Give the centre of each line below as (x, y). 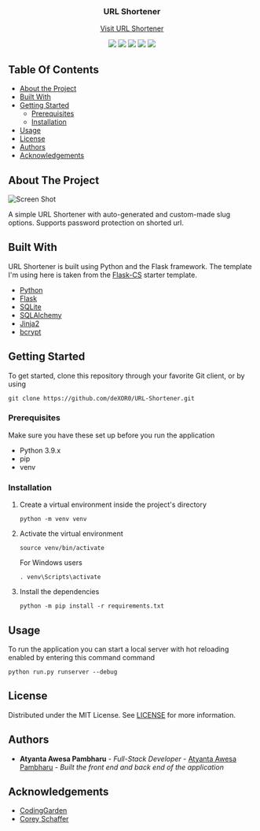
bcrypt (30, 331)
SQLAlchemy (40, 315)
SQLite (30, 307)
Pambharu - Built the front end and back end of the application (121, 767)
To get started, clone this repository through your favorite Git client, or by (126, 375)
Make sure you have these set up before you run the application (112, 435)
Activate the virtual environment (71, 534)
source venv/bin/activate (62, 548)
